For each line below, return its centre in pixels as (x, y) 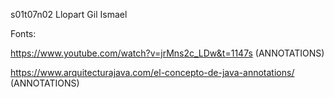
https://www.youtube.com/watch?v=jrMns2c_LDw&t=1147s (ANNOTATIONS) (167, 53)
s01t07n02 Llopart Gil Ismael (69, 14)
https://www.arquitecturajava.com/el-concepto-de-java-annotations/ (152, 72)
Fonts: (23, 33)
